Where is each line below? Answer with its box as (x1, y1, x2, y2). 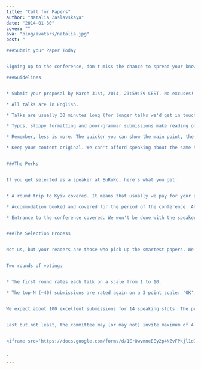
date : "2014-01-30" (6, 20, 55, 26)
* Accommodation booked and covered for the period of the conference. (6, 203, 188, 210)
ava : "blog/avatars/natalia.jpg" (6, 31, 90, 37)
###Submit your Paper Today (6, 47, 77, 54)
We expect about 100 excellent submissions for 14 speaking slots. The (6, 305, 188, 312)
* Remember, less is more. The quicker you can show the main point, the (6, 134, 194, 140)
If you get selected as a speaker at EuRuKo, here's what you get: (6, 176, 178, 183)
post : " (6, 37, 26, 43)
